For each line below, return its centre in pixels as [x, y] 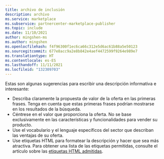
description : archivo [27, 14]
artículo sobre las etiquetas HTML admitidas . [58, 151]
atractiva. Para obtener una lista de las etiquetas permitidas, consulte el [85, 146]
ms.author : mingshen [26, 42]
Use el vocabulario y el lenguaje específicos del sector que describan [83, 130]
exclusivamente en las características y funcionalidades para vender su [85, 120]
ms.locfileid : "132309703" [33, 70]
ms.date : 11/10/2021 [26, 33]
